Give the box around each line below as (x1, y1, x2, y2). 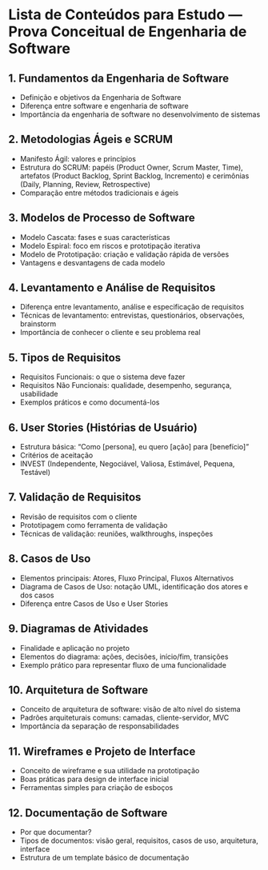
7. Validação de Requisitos (8, 490, 142, 505)
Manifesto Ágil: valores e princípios (19, 154, 136, 163)
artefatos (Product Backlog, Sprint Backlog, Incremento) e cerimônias (19, 170, 250, 181)
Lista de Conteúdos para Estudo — (8, 6, 242, 24)
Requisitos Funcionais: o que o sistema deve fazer (19, 372, 186, 381)
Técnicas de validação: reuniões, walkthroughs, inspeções (19, 529, 214, 538)
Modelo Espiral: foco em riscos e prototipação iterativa (19, 241, 201, 250)
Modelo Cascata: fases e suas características (19, 232, 170, 241)
